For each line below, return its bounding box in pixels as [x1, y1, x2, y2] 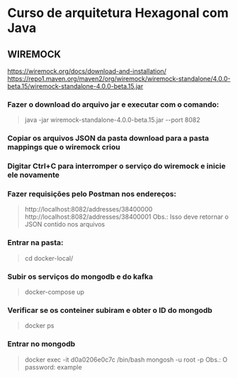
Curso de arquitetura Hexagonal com [7, 5, 229, 21]
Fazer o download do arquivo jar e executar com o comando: [7, 99, 220, 109]
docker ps [24, 321, 55, 330]
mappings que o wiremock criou [7, 142, 120, 152]
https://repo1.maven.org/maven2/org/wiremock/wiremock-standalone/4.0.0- [7, 74, 231, 83]
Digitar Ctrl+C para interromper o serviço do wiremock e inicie [7, 161, 226, 171]
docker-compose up [24, 288, 85, 297]
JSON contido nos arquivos [24, 220, 106, 229]
